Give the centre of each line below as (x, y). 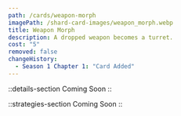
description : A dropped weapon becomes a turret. (91, 37)
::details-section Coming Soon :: (60, 89)
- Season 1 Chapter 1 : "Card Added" (75, 67)
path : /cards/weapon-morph (52, 15)
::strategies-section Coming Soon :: (65, 103)
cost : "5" (24, 45)
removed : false (33, 52)
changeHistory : (33, 60)
